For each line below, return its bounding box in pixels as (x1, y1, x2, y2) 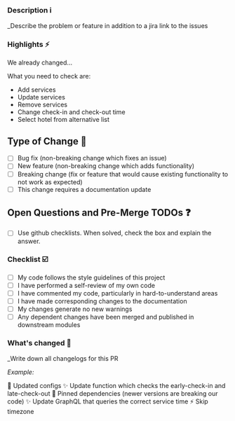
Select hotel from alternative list (17, 115, 110, 123)
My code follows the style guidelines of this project (17, 273, 166, 282)
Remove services (17, 100, 68, 109)
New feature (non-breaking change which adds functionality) (17, 162, 195, 170)
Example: (7, 368, 34, 376)
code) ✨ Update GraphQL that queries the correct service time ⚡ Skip (7, 397, 208, 406)
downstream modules (17, 321, 81, 329)
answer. (17, 237, 41, 245)
